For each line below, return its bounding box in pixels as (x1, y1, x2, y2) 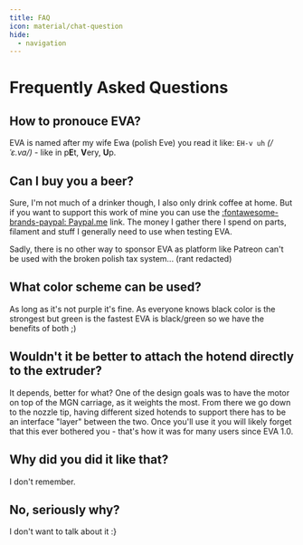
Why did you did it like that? (9, 452, 169, 467)
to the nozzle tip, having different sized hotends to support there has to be (9, 406, 287, 417)
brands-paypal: (9, 216, 67, 227)
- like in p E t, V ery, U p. (34, 147, 117, 158)
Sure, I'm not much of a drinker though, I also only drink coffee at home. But (9, 197, 292, 208)
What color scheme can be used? (9, 280, 202, 295)
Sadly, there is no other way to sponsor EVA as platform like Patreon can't (9, 244, 284, 254)
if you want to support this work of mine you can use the (9, 207, 220, 218)
